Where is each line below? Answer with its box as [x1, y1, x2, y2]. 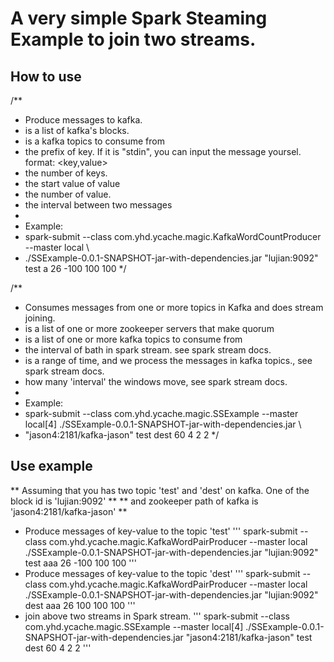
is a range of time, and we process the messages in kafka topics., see [24, 355, 313, 366]
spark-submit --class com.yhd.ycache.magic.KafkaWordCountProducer [24, 231, 322, 242]
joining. [24, 312, 56, 324]
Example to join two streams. [10, 28, 257, 51]
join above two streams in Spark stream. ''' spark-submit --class [24, 610, 290, 622]
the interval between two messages [24, 199, 173, 211]
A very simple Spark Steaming [10, 7, 268, 30]
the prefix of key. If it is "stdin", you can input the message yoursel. [24, 146, 302, 157]
